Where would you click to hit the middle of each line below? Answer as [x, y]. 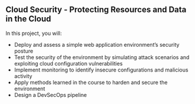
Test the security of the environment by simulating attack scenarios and [102, 57]
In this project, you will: [34, 33]
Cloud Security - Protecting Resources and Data [96, 10]
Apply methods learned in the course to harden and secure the [91, 82]
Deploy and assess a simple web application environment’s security [97, 44]
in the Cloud [28, 19]
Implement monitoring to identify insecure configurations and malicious [101, 70]
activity [23, 76]
